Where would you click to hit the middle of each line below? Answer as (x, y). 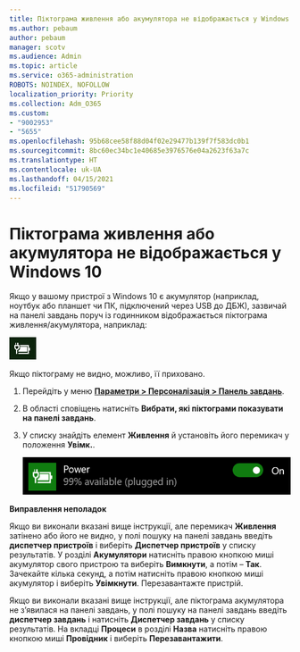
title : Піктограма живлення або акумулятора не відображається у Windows (150, 19)
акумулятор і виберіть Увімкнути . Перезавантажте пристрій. (126, 583)
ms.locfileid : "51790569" (57, 188)
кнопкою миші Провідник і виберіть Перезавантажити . (116, 639)
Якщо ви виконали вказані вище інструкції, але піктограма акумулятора (146, 601)
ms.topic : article (43, 66)
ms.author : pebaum (43, 28)
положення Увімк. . (58, 445)
